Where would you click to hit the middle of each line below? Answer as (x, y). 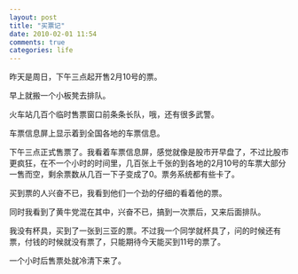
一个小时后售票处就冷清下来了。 (67, 261)
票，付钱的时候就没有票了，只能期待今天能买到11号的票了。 (118, 242)
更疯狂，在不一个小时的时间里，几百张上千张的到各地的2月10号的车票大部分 (148, 163)
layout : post (33, 17)
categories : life (41, 51)
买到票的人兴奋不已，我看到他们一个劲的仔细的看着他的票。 (118, 193)
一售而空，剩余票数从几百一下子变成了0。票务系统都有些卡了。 (124, 175)
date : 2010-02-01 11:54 (53, 34)
